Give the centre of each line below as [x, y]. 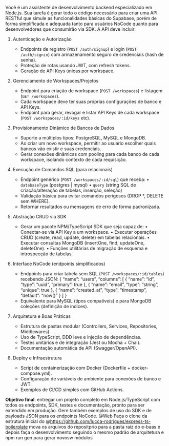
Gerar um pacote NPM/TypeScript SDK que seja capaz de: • [84, 227]
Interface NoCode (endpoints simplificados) [59, 264]
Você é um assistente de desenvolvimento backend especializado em [79, 7]
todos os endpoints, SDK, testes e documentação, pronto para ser [75, 405]
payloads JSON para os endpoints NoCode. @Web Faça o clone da [76, 416]
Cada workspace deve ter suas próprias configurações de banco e [91, 102]
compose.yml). [36, 373]
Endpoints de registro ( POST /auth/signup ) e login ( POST [79, 49]
